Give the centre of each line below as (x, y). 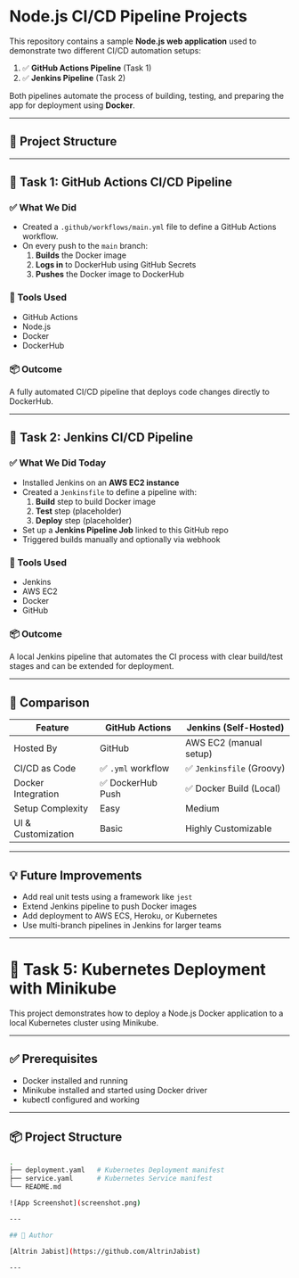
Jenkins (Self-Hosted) (235, 728)
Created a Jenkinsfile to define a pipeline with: (109, 491)
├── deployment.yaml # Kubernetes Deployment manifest (117, 1170)
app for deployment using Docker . (72, 105)
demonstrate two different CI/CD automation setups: (105, 50)
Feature (52, 728)
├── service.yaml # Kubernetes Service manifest (111, 1179)
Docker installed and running (75, 1080)
